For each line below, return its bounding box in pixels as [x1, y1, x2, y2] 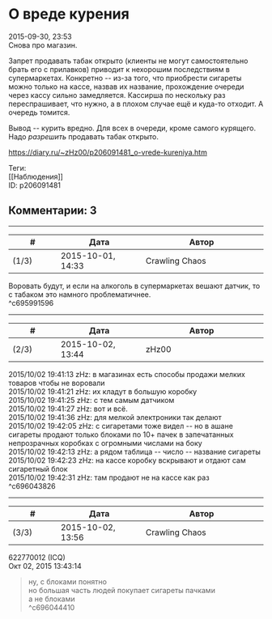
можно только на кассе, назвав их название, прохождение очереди [8, 82, 244, 91]
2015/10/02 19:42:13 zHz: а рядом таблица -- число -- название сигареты [8, 447, 261, 456]
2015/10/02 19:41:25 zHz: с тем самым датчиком [8, 395, 175, 405]
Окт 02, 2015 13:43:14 [8, 561, 83, 570]
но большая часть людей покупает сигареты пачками [28, 585, 216, 595]
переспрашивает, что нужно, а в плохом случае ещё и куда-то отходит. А [8, 99, 264, 108]
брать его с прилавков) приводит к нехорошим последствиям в [8, 64, 231, 74]
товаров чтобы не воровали [8, 378, 105, 388]
